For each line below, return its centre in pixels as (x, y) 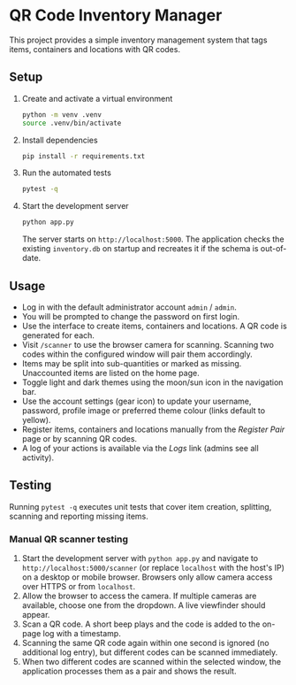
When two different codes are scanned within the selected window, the (151, 662)
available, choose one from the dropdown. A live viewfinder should (144, 605)
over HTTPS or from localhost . (79, 587)
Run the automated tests (67, 173)
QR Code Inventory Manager (116, 15)
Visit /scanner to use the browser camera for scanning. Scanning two (148, 344)
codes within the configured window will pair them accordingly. (137, 354)
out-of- (273, 249)
